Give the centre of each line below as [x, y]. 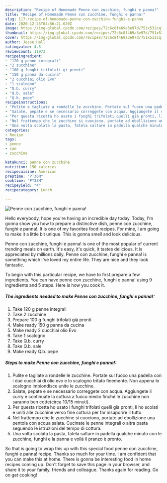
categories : [17, 130]
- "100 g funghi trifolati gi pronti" [45, 70]
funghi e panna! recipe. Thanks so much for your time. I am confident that [81, 454]
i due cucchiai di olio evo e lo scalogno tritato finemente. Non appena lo [86, 380]
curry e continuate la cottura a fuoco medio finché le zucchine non [81, 396]
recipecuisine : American [31, 172]
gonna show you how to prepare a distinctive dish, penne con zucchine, [79, 223]
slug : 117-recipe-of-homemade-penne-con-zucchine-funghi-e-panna [74, 19]
